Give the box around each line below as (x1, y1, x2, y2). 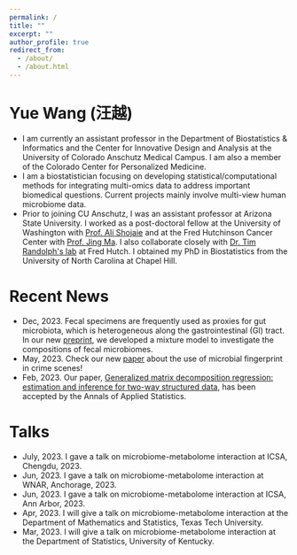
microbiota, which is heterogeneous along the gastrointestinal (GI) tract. (21, 325, 285, 335)
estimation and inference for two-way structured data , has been (21, 382, 256, 392)
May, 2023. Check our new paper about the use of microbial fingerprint (21, 353, 284, 364)
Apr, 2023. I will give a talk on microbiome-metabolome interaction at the (21, 507, 289, 518)
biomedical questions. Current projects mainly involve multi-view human (21, 189, 286, 200)
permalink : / (9, 12, 58, 22)
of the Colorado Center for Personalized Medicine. (21, 161, 207, 172)
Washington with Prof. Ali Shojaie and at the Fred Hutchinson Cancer (21, 227, 273, 237)
